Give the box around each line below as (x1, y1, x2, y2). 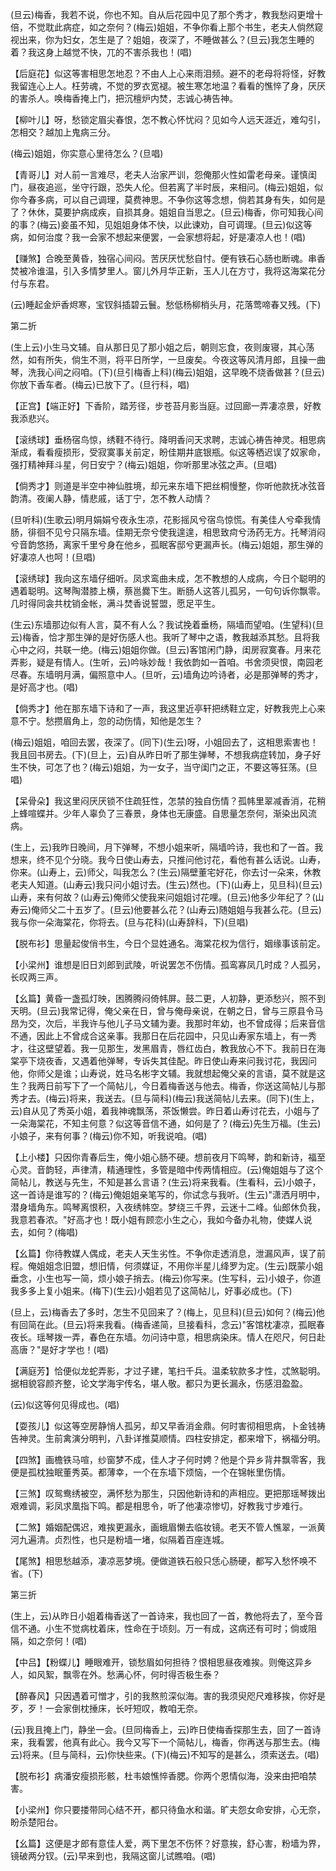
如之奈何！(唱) (27, 1635, 88, 1647)
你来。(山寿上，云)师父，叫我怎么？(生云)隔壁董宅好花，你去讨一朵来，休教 (10, 866, 322, 878)
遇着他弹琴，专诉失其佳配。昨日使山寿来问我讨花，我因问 (79, 1055, 317, 1067)
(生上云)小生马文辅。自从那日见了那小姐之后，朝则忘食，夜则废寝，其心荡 (10, 341, 315, 353)
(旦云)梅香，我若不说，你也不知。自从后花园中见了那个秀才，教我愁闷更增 (10, 9, 315, 20)
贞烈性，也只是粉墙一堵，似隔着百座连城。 (53, 1534, 230, 1545)
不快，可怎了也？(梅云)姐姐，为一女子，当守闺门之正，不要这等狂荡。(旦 (18, 761, 318, 773)
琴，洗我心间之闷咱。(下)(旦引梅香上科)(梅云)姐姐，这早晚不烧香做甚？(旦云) (10, 366, 325, 378)
